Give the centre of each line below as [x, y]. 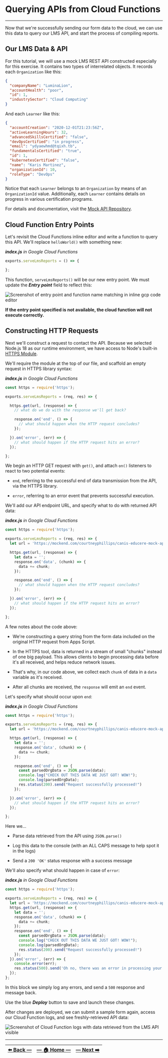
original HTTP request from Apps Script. [54, 642]
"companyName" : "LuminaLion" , [41, 86]
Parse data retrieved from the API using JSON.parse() [67, 836]
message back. [21, 992]
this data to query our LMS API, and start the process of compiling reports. [82, 33]
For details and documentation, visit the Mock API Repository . [69, 209]
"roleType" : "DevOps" [32, 174]
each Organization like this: [33, 72]
